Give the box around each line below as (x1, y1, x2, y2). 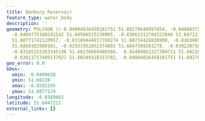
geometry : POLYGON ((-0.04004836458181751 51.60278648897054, (6, 26, 168, 32)
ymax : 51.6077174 (12, 89, 56, 95)
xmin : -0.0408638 (12, 71, 56, 78)
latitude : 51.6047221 (6, 100, 62, 106)
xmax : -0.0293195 (12, 83, 56, 89)
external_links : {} (6, 105, 56, 112)
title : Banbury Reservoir (6, 9, 72, 15)
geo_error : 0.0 (6, 60, 45, 66)
